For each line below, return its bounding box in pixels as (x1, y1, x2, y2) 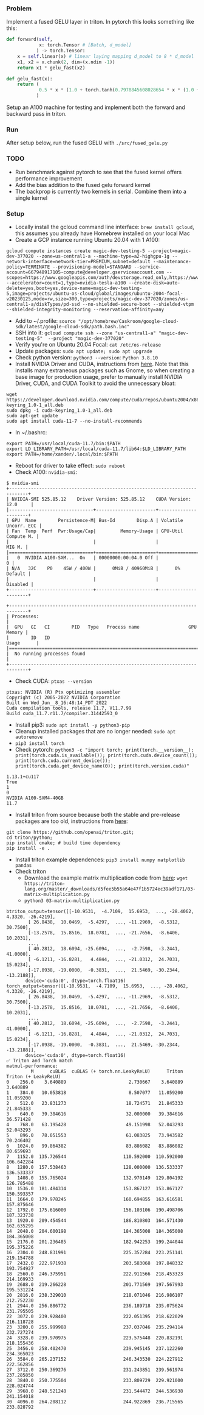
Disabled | (6, 581, 34, 587)
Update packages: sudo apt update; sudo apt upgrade (15, 347, 153, 355)
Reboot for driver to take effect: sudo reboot (15, 462, 126, 469)
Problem (6, 4, 32, 13)
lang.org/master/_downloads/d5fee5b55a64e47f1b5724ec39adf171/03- (24, 886, 196, 892)
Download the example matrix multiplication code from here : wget (24, 874, 188, 881)
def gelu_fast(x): (6, 76, 53, 82)
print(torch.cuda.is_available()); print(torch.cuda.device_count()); (15, 752, 198, 758)
